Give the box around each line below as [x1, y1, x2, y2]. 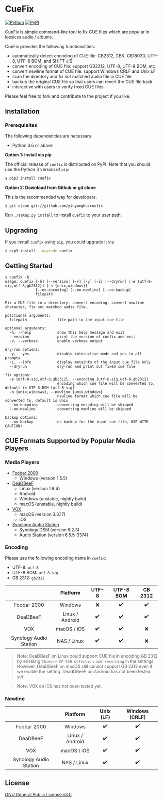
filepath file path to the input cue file [9, 317, 125, 322]
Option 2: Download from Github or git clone [5, 185, 96, 190]
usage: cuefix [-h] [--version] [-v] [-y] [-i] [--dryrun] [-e [5, 279, 136, 284]
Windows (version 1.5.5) [19, 475, 67, 481]
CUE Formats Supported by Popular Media [5, 437, 135, 445]
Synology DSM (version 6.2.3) [19, 527, 80, 532]
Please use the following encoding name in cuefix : [5, 555, 107, 561]
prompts [5, 356, 21, 360]
